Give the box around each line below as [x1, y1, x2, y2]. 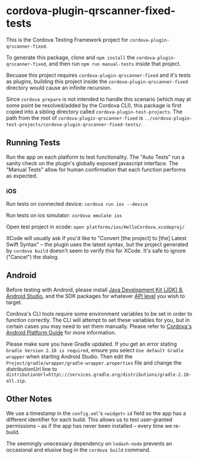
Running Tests [6, 137, 60, 148]
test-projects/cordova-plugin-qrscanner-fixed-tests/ [6, 122, 142, 127]
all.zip [6, 378, 25, 384]
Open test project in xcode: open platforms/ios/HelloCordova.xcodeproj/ [6, 223, 185, 231]
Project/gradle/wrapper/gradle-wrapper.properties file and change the [6, 359, 182, 366]
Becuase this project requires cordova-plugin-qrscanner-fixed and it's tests [6, 71, 191, 78]
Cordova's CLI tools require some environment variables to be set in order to [6, 310, 193, 317]
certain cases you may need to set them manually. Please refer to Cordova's [6, 323, 192, 330]
